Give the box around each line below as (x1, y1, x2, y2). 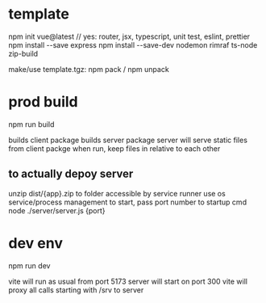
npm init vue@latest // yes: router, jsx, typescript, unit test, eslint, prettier (8, 32, 251, 41)
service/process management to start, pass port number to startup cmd (8, 197, 247, 207)
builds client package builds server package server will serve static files (8, 135, 248, 145)
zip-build (8, 48, 39, 58)
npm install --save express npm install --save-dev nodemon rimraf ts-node (8, 40, 258, 49)
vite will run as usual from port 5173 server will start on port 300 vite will (8, 276, 248, 286)
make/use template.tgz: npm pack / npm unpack (8, 64, 169, 74)
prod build (8, 93, 78, 112)
